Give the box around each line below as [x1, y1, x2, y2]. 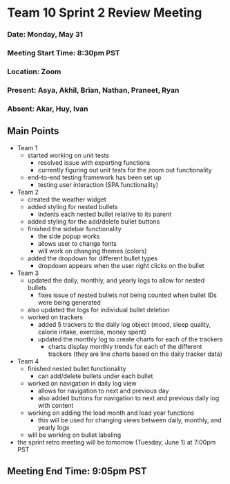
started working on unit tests [27, 151, 109, 159]
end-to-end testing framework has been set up [27, 173, 162, 181]
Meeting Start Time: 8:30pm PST [7, 48, 120, 58]
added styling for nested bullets [27, 202, 118, 210]
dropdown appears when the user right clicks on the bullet [37, 261, 205, 269]
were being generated [37, 298, 102, 306]
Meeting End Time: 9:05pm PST [7, 465, 147, 477]
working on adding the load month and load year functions [27, 409, 195, 417]
